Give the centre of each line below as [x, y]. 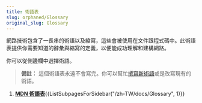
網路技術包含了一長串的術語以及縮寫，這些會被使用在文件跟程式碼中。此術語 [101, 41]
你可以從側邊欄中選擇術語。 [41, 61]
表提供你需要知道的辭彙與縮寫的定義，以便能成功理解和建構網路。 [88, 48]
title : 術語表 [23, 12]
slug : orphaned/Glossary [37, 17]
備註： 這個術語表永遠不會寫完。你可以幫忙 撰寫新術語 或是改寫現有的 [106, 74]
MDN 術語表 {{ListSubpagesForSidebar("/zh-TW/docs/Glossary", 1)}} [100, 94]
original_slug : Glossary [37, 23]
